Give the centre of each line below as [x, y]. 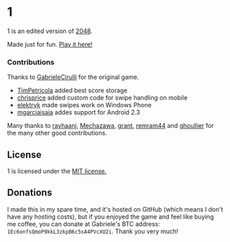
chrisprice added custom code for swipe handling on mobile [102, 98]
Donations [30, 193]
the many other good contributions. [57, 133]
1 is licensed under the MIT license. [57, 171]
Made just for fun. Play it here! [50, 44]
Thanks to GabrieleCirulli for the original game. [73, 77]
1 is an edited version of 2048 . [50, 31]
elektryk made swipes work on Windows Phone [84, 105]
